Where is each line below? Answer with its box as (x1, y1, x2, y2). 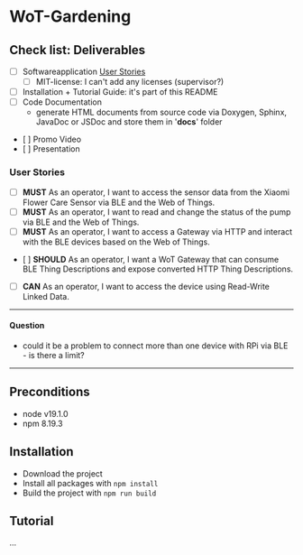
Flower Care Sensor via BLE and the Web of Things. (22, 197, 216, 208)
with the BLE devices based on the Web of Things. (22, 236, 210, 247)
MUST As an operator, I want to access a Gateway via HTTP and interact (22, 226, 293, 236)
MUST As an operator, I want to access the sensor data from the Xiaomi (22, 187, 290, 198)
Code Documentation (22, 97, 102, 107)
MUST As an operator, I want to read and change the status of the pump (22, 206, 291, 217)
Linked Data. (22, 291, 69, 301)
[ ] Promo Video (22, 134, 82, 145)
